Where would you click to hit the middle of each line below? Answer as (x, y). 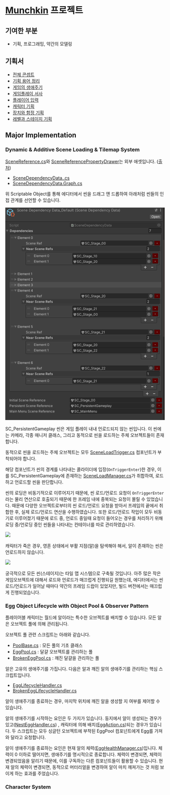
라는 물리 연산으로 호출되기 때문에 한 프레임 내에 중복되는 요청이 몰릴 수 (75, 499)
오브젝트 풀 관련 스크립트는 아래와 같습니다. (48, 635)
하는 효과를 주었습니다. (37, 774)
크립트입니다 (18, 675)
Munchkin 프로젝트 (44, 10)
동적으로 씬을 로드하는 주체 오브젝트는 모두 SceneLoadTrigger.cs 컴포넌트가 (81, 453)
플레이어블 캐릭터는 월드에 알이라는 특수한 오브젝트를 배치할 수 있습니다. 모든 (81, 617)
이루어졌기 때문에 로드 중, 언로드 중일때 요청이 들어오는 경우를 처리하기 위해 (89, 519)
